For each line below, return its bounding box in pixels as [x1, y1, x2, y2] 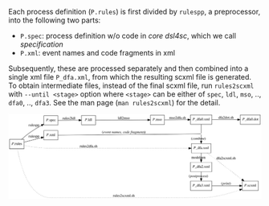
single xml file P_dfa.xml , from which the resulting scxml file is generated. [8, 72, 251, 81]
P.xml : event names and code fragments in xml [19, 48, 175, 57]
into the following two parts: [8, 15, 101, 25]
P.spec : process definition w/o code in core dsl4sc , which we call [19, 31, 237, 40]
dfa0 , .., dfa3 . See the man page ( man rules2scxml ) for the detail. [8, 98, 221, 107]
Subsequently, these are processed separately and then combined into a [8, 64, 249, 73]
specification [19, 39, 64, 49]
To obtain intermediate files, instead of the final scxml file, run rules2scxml [8, 80, 255, 90]
